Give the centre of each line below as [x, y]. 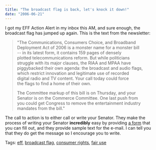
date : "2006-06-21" [25, 14]
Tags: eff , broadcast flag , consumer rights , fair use [56, 142]
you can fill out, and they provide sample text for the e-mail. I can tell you [78, 128]
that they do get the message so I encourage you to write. [63, 133]
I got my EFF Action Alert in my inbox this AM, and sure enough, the [73, 28]
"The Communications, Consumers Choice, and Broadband [76, 42]
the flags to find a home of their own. [54, 83]
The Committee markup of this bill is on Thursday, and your [76, 93]
